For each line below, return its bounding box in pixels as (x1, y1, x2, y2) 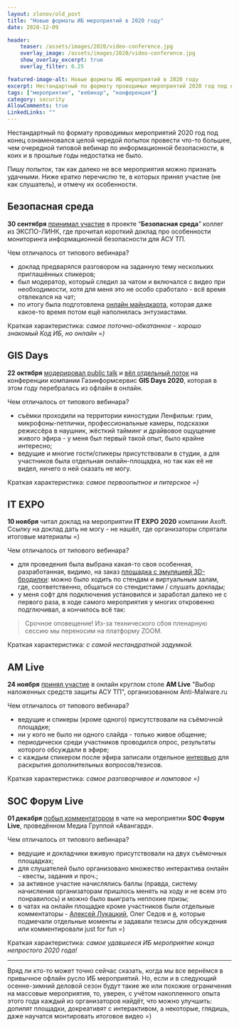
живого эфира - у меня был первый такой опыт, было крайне (17, 433, 205, 442)
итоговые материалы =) (7, 532, 80, 541)
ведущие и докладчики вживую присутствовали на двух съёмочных (17, 849, 227, 858)
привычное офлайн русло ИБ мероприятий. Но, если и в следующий (7, 974, 217, 983)
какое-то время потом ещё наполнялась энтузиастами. (17, 307, 188, 316)
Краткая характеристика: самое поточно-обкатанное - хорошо (7, 321, 201, 330)
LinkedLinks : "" (7, 109, 55, 116)
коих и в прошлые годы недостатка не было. (7, 151, 144, 159)
